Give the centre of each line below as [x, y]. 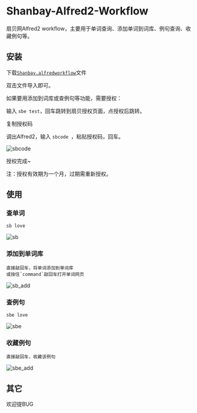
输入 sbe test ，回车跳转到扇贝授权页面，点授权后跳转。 [76, 111]
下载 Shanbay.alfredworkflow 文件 [47, 72]
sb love [16, 226]
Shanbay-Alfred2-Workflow [77, 11]
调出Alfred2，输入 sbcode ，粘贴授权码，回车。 [65, 136]
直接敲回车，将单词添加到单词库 [40, 268]
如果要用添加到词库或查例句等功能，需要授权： [64, 98]
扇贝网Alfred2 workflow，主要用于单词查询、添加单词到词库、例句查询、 [96, 28]
